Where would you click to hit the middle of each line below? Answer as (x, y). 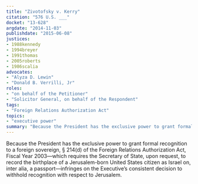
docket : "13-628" (27, 22)
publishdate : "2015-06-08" (39, 34)
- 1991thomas (22, 55)
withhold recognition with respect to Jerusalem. (64, 175)
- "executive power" (32, 121)
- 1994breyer (22, 50)
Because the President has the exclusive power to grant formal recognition (97, 143)
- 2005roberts (24, 61)
